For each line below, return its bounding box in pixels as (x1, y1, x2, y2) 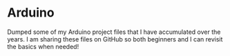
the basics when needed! (7, 42, 79, 50)
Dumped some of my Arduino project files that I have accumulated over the (7, 28, 221, 36)
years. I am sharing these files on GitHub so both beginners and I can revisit (7, 35, 223, 43)
